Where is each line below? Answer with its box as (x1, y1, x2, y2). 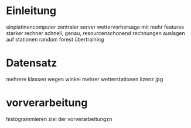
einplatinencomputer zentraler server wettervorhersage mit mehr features (6, 23, 185, 30)
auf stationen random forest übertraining (6, 36, 104, 43)
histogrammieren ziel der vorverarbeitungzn (6, 115, 112, 122)
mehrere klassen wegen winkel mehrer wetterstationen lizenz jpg (6, 75, 163, 82)
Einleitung (6, 4, 57, 18)
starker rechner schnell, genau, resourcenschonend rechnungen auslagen (6, 29, 186, 36)
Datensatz (6, 57, 57, 70)
